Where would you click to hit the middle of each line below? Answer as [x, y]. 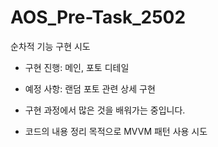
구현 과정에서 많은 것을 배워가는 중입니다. [105, 110]
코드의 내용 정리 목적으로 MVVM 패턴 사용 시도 [116, 131]
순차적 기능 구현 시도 [50, 46]
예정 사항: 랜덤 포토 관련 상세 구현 [90, 88]
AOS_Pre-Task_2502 [98, 17]
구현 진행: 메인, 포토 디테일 [77, 67]
